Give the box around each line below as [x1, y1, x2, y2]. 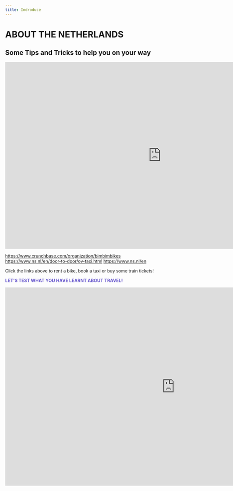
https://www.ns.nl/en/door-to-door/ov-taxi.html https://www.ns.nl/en [5, 258, 147, 264]
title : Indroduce [5, 7, 41, 12]
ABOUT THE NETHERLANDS [5, 28, 124, 40]
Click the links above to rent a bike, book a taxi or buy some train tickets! [5, 267, 154, 274]
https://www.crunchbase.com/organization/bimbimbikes [5, 252, 121, 259]
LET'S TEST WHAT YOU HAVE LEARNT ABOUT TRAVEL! [5, 277, 123, 283]
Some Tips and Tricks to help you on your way [5, 48, 151, 57]
